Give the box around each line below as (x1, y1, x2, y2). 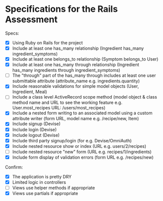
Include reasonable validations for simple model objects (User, (12, 83, 139, 89)
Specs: (5, 30, 20, 36)
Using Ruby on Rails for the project (12, 39, 83, 45)
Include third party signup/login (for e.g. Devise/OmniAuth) (12, 137, 132, 143)
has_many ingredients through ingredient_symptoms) (12, 67, 121, 73)
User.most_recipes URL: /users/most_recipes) (12, 105, 106, 111)
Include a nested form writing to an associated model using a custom (12, 110, 153, 116)
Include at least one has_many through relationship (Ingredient (12, 62, 139, 67)
